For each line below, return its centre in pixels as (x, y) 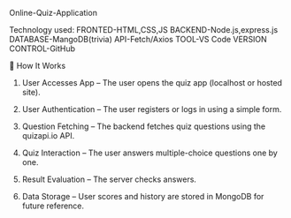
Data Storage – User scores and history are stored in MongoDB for (143, 196)
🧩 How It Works (38, 66)
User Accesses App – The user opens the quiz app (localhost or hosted (152, 83)
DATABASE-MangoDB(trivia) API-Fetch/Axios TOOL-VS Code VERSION (138, 39)
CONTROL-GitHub (42, 49)
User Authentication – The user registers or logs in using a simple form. (152, 109)
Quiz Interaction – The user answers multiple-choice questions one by (150, 153)
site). (31, 92)
